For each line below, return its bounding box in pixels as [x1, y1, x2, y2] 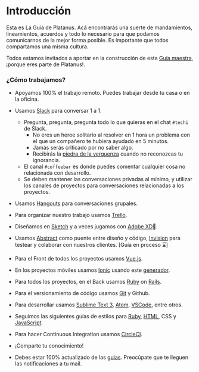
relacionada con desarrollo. [23, 169, 91, 176]
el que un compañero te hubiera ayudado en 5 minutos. [32, 138, 169, 145]
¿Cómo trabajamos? [6, 76, 66, 84]
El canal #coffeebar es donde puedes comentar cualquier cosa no [23, 163, 186, 170]
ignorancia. [32, 157, 61, 164]
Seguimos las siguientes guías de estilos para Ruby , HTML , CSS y [14, 313, 177, 320]
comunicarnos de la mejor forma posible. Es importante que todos [6, 36, 169, 44]
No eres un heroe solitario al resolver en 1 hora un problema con [32, 131, 191, 138]
